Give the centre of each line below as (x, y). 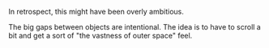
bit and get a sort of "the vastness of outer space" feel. (100, 36)
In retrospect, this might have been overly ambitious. (96, 12)
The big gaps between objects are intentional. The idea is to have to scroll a (134, 27)
